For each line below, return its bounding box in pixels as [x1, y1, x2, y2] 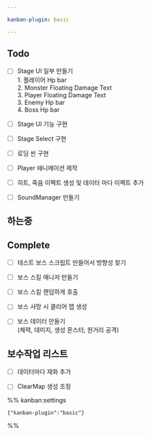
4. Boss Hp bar [17, 105, 60, 114]
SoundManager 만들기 [17, 193, 80, 201]
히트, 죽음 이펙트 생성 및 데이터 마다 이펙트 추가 [17, 178, 144, 186]
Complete [7, 239, 50, 251]
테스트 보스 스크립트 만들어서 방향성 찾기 [17, 258, 126, 267]
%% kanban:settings [7, 396, 67, 405]
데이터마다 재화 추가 [17, 367, 71, 376]
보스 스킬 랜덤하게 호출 [17, 288, 79, 296]
